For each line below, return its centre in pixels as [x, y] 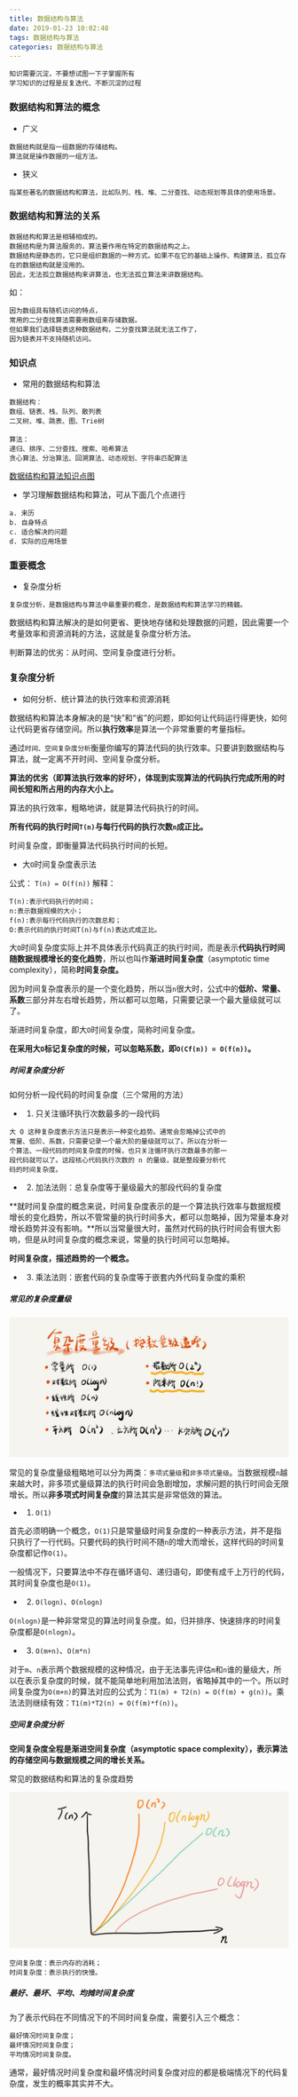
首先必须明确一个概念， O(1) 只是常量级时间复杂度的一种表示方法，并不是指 [145, 1531]
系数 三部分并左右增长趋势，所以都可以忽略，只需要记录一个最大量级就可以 [145, 1000]
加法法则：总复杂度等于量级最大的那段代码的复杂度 [129, 1187]
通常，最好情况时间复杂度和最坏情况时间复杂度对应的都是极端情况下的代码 [145, 2072]
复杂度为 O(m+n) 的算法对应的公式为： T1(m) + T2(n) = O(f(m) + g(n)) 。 [146, 1691]
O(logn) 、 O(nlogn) [69, 1602]
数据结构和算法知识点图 [52, 476]
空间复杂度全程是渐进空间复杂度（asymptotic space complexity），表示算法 [149, 1748]
